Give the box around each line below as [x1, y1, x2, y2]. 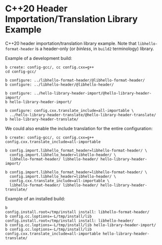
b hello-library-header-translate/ [5, 117, 79, 122]
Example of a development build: [5, 55, 72, 61]
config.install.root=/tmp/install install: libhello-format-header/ [5, 209, 150, 214]
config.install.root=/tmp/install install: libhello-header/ [5, 218, 134, 223]
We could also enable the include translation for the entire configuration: [5, 125, 153, 131]
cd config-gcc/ [5, 69, 37, 74]
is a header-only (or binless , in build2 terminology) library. [35, 46, 155, 51]
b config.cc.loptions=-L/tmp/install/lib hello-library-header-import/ [5, 222, 156, 228]
